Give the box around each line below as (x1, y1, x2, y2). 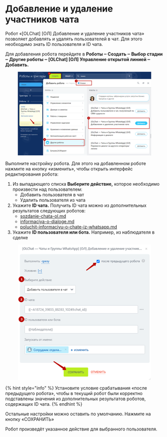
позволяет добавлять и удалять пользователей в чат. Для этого (5, 36, 142, 42)
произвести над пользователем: (12, 186, 82, 192)
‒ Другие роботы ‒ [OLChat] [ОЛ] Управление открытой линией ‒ (5, 56, 151, 62)
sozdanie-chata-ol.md (20, 213, 66, 219)
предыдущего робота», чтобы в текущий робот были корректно (5, 390, 143, 396)
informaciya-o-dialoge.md (20, 218, 74, 225)
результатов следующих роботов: (12, 207, 86, 213)
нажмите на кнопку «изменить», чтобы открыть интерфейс (5, 166, 133, 172)
